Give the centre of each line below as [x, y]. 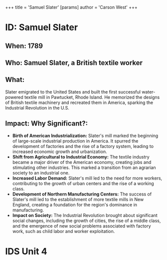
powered [14, 97]
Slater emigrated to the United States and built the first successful [73, 91]
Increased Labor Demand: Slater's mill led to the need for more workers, [87, 178]
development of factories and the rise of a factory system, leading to [83, 146]
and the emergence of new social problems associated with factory [82, 226]
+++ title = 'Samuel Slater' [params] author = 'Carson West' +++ [72, 7]
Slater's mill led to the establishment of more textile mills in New [78, 199]
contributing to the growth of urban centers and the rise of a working [83, 183]
